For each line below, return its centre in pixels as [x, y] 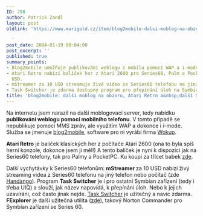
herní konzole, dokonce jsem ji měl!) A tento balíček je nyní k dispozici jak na [101, 150]
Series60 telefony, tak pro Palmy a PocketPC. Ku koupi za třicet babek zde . [100, 156]
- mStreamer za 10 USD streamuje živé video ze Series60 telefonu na [96, 84]
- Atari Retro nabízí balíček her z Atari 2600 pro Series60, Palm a [96, 73]
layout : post [23, 23]
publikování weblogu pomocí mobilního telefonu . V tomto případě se [93, 119]
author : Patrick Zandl [35, 17]
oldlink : [17, 29]
